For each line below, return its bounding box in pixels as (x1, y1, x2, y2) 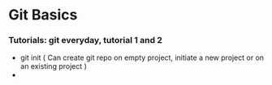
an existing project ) (19, 62, 88, 71)
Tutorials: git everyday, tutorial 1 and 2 (8, 35, 162, 46)
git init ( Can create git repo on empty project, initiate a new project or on (19, 53, 265, 62)
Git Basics (8, 6, 78, 24)
